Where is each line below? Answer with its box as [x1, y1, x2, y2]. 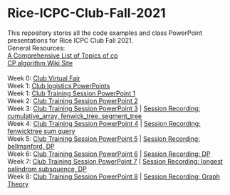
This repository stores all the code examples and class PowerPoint [7, 28, 203, 37]
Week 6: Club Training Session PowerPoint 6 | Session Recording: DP [7, 149, 211, 158]
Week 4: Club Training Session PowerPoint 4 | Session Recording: [7, 119, 201, 127]
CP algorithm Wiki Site [7, 58, 73, 67]
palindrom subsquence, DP [7, 164, 87, 173]
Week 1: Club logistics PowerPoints [7, 81, 110, 90]
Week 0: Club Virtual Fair [7, 73, 80, 83]
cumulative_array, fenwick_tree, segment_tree [7, 112, 142, 120]
